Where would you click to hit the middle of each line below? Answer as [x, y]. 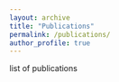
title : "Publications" [52, 26]
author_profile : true [50, 43]
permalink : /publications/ [60, 34]
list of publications [44, 68]
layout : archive [40, 18]
